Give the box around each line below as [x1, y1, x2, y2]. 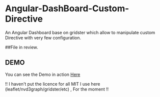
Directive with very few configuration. [5, 35, 81, 41]
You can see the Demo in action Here [5, 72, 80, 77]
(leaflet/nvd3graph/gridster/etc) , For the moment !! [5, 86, 109, 92]
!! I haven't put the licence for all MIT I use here [5, 81, 101, 87]
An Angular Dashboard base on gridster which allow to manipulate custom [5, 29, 156, 35]
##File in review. [5, 44, 38, 50]
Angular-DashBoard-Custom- [5, 3, 129, 14]
